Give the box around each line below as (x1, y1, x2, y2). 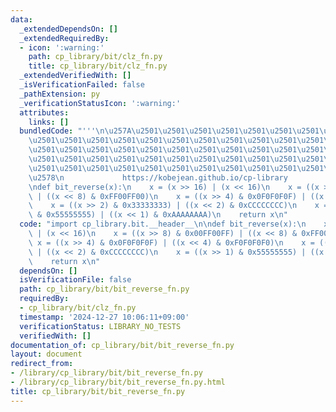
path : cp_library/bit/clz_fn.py (28, 52, 163, 62)
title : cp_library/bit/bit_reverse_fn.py (10, 386, 186, 396)
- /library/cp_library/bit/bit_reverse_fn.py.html (10, 377, 226, 387)
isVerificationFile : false (19, 275, 132, 285)
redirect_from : (10, 359, 74, 369)
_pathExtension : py (19, 89, 101, 99)
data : (10, 14, 33, 25)
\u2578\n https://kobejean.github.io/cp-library (28, 172, 288, 183)
